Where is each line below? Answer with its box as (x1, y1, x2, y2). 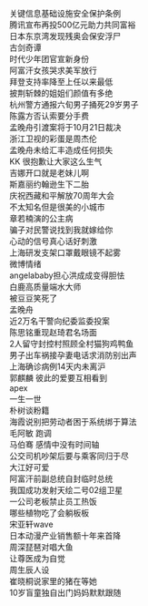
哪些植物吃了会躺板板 (9, 508, 89, 518)
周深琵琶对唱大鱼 (9, 541, 74, 552)
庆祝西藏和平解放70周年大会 (9, 190, 115, 200)
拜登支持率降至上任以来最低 (9, 77, 113, 87)
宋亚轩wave (9, 519, 54, 529)
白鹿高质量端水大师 (9, 282, 82, 292)
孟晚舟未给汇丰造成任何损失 (9, 145, 113, 155)
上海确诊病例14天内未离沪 (9, 361, 106, 372)
